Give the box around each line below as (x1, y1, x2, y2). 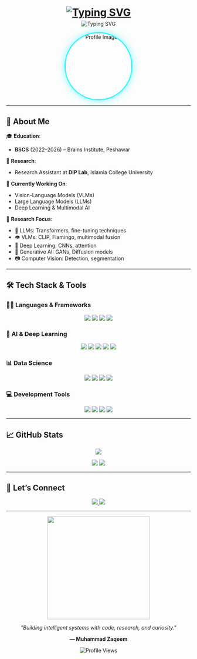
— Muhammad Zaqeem (69, 635, 128, 643)
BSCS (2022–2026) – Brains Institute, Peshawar (14, 146, 131, 153)
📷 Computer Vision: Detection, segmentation (14, 255, 124, 262)
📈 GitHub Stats (6, 430, 63, 440)
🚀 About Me (6, 117, 50, 127)
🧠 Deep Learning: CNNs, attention (14, 242, 97, 249)
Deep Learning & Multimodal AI (14, 204, 90, 211)
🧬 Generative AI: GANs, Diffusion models (14, 248, 113, 255)
